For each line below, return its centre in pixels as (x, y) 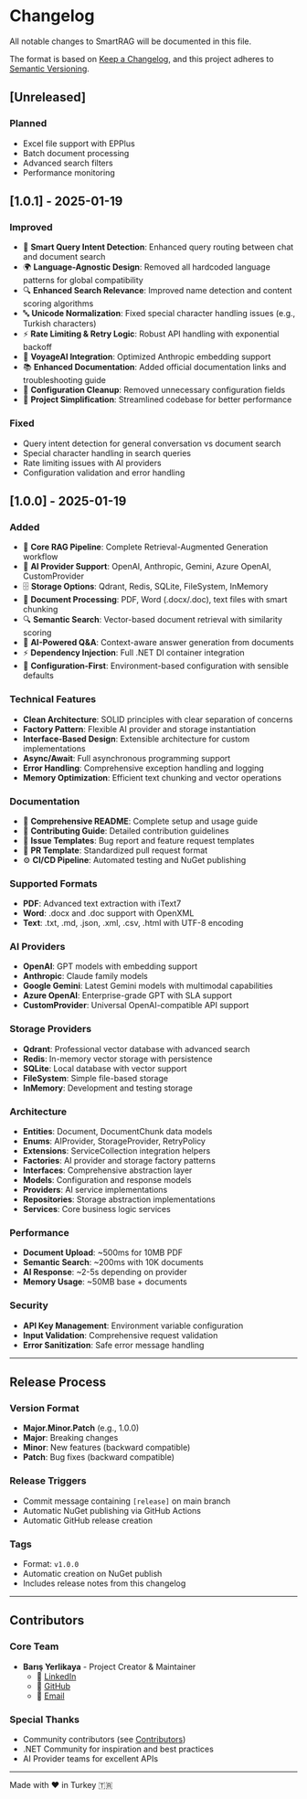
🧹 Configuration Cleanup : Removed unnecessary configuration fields (154, 390)
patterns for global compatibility (83, 281)
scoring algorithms (58, 303)
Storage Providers (51, 1029)
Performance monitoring (69, 172)
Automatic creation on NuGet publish (92, 1573)
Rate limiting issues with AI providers (92, 463)
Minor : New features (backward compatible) (106, 1448)
